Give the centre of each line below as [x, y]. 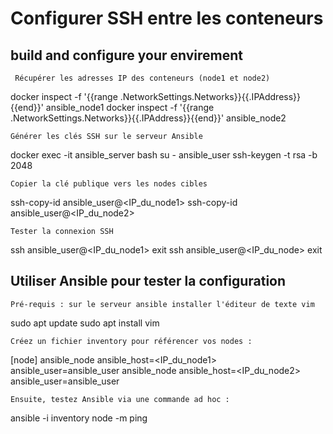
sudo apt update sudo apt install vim [85, 323]
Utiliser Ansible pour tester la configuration [148, 281]
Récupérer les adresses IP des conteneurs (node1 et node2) [142, 78]
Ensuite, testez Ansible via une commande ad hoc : [120, 399]
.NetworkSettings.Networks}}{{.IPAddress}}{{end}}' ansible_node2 [148, 118]
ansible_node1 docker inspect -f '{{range [130, 107]
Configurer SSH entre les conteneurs [167, 18]
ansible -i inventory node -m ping [79, 418]
